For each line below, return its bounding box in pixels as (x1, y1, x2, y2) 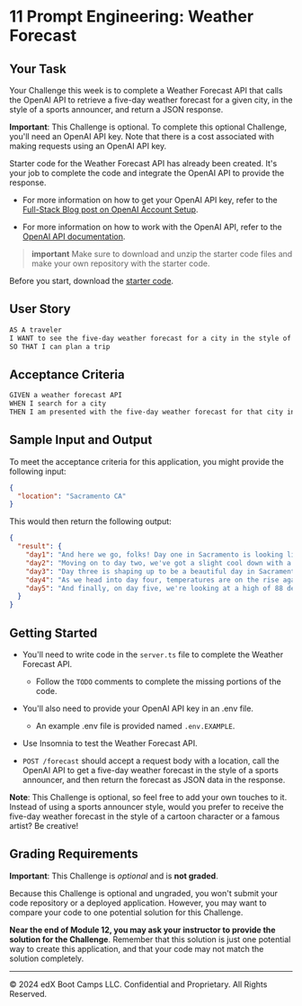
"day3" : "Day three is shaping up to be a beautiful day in (25, 566, 255, 576)
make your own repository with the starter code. (31, 258, 210, 269)
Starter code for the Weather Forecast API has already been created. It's (9, 158, 278, 168)
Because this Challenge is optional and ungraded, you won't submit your (9, 887, 279, 898)
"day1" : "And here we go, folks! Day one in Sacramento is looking (25, 550, 283, 559)
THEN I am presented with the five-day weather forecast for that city (9, 407, 283, 416)
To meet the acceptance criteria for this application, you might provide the (9, 456, 285, 467)
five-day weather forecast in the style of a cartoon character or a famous (9, 811, 280, 822)
